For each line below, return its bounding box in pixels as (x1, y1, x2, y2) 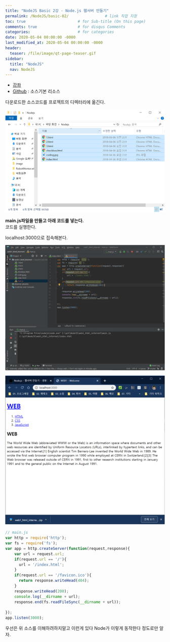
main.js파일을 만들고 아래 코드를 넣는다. (5, 218, 84, 224)
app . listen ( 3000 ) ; (5, 615, 44, 621)
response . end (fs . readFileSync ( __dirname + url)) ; (14, 600, 121, 605)
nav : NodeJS (10, 67, 35, 72)
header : (5, 46, 22, 51)
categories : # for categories (5, 29, 114, 35)
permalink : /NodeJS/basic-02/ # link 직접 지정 (5, 13, 138, 19)
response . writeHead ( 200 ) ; (14, 588, 69, 594)
